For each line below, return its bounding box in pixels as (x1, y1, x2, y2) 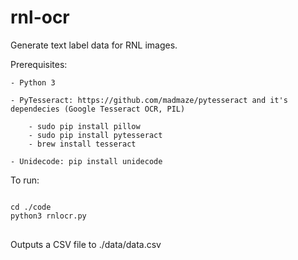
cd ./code (10, 202, 52, 212)
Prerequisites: (10, 58, 68, 70)
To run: (10, 174, 40, 186)
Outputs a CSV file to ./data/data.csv (10, 238, 162, 250)
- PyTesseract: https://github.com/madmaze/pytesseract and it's (10, 95, 288, 105)
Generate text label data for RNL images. (10, 39, 178, 51)
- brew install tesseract (28, 139, 137, 149)
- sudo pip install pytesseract (28, 130, 163, 140)
